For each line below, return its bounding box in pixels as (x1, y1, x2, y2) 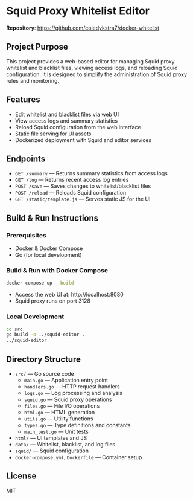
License (6, 471, 37, 481)
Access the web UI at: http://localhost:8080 (14, 291, 124, 298)
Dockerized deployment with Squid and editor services (14, 136, 152, 143)
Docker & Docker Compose (14, 245, 83, 252)
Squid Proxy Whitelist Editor (6, 4, 150, 18)
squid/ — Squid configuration (14, 447, 89, 454)
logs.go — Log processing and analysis (24, 389, 122, 396)
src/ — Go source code (14, 370, 74, 377)
